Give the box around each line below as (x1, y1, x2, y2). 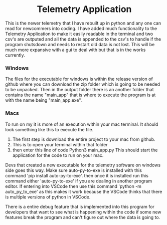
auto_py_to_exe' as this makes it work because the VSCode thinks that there (5, 188, 162, 194)
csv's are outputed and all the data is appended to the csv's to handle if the (5, 36, 161, 42)
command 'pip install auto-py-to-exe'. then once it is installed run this (5, 172, 149, 178)
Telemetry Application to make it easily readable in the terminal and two (5, 31, 153, 37)
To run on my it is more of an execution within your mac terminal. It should (5, 121, 158, 127)
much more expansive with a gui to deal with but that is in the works (5, 47, 146, 53)
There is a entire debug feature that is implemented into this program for (5, 203, 154, 209)
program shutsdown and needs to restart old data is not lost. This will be (5, 41, 155, 47)
